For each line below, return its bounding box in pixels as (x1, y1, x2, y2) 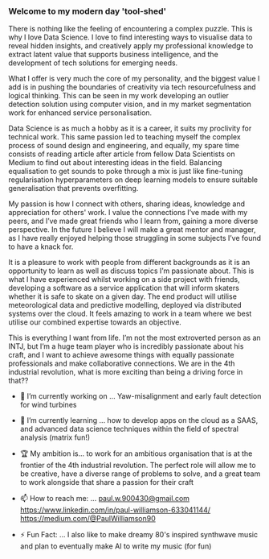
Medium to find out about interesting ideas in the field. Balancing (8, 158, 222, 168)
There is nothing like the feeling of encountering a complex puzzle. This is (8, 24, 253, 34)
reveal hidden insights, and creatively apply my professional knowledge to (8, 41, 254, 51)
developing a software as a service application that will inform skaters (8, 284, 239, 293)
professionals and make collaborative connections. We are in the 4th (8, 358, 235, 368)
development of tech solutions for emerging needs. (8, 58, 178, 68)
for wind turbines (19, 400, 77, 410)
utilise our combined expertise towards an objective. (8, 317, 182, 327)
